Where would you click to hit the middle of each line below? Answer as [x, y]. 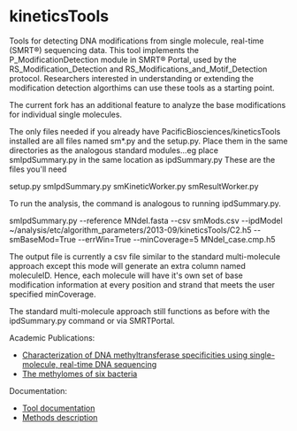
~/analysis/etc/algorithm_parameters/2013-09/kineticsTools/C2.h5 [130, 230]
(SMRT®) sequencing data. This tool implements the [104, 50]
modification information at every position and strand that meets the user [142, 284]
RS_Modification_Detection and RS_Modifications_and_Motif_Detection [138, 69]
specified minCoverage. [53, 294]
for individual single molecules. [65, 114]
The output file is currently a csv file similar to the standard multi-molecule [145, 256]
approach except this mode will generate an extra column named [127, 266]
